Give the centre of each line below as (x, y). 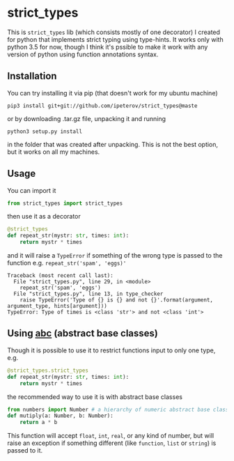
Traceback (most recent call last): (60, 276)
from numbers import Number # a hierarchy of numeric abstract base (109, 409)
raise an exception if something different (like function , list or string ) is (112, 443)
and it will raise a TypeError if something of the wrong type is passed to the (115, 256)
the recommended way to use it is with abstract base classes (95, 397)
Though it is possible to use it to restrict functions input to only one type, (111, 350)
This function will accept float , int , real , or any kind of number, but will (111, 436)
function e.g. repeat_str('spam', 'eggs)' (67, 263)
